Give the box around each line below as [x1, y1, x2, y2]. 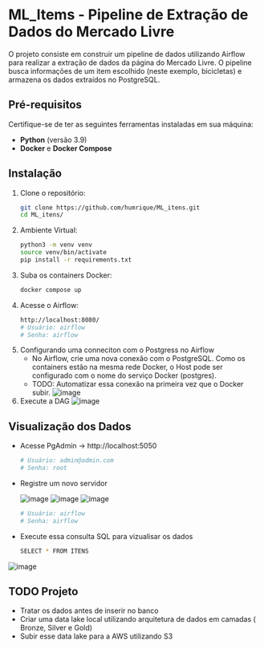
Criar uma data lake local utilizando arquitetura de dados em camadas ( [19, 615, 257, 624]
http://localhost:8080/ [19, 315, 100, 324]
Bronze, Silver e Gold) [19, 623, 93, 633]
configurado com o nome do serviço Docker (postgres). [31, 371, 217, 380]
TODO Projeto [8, 585, 79, 598]
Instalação [8, 167, 63, 181]
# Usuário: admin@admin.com [19, 456, 114, 464]
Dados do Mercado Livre [8, 22, 175, 41]
